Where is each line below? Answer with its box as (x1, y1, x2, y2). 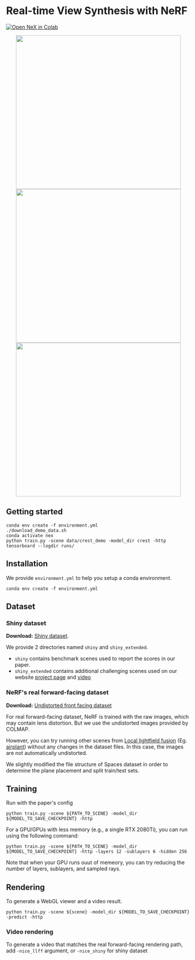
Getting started (6, 507, 63, 517)
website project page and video (14, 674, 91, 681)
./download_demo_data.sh (6, 527, 67, 534)
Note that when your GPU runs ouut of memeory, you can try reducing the (6, 859, 185, 866)
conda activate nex (6, 532, 54, 538)
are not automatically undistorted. (6, 749, 88, 756)
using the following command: (6, 832, 79, 839)
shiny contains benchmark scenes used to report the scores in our (14, 655, 176, 662)
